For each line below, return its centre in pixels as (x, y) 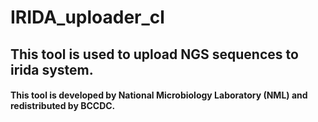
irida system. (52, 69)
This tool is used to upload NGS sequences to (154, 54)
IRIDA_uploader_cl (87, 17)
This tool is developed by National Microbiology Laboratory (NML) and (159, 95)
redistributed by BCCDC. (63, 106)
